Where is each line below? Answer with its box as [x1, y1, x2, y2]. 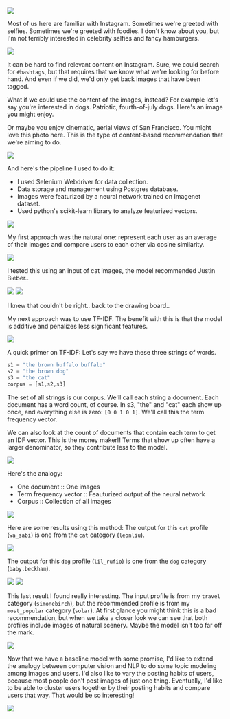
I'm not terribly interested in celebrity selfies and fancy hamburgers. [7, 34, 200, 42]
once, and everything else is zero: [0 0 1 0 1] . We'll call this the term [7, 408, 205, 416]
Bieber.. [7, 274, 29, 282]
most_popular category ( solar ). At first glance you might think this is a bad [7, 606, 217, 615]
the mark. [7, 628, 34, 637]
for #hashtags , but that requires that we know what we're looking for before [7, 68, 220, 76]
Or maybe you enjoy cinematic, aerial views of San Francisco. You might [7, 124, 211, 131]
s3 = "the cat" [7, 374, 51, 381]
